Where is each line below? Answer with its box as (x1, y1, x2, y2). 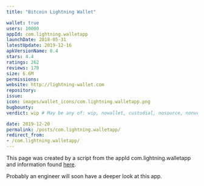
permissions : (6, 76, 39, 82)
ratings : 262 (6, 59, 39, 65)
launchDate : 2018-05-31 (6, 37, 67, 43)
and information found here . (6, 161, 76, 168)
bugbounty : (6, 104, 34, 110)
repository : (6, 87, 36, 94)
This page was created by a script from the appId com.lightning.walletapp (6, 154, 191, 161)
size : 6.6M (6, 70, 34, 76)
